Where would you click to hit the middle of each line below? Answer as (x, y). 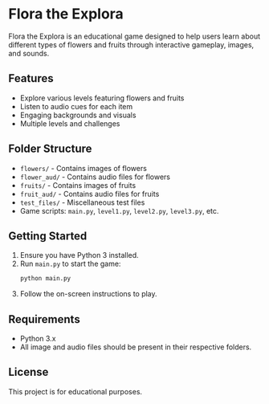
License (29, 372)
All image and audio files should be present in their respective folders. (136, 347)
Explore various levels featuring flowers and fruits (102, 98)
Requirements (44, 319)
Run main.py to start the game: (70, 264)
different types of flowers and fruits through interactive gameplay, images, (131, 44)
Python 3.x (38, 339)
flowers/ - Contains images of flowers (83, 168)
